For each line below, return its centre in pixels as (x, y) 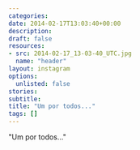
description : (30, 31)
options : (23, 76)
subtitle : (25, 99)
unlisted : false (43, 84)
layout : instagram (39, 69)
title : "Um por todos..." (52, 106)
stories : (23, 91)
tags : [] (23, 114)
